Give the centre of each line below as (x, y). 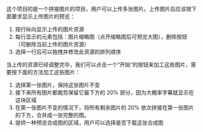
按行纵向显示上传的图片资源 (50, 29)
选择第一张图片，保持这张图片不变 (57, 85)
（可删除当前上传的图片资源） (52, 44)
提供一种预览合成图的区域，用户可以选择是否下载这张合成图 (89, 123)
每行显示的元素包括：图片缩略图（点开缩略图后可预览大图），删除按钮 (101, 37)
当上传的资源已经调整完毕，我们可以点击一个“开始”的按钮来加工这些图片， (99, 64)
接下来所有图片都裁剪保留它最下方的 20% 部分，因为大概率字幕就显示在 (105, 93)
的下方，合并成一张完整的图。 (52, 115)
